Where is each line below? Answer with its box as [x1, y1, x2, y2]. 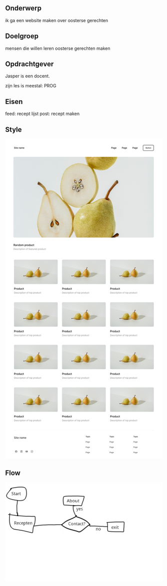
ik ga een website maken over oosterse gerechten [5, 17, 108, 23]
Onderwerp [5, 4, 41, 13]
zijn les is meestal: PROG [5, 83, 56, 89]
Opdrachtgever [5, 60, 54, 68]
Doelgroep [5, 32, 39, 41]
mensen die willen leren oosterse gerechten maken [5, 45, 110, 51]
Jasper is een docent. [5, 73, 50, 79]
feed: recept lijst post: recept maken [5, 110, 80, 117]
